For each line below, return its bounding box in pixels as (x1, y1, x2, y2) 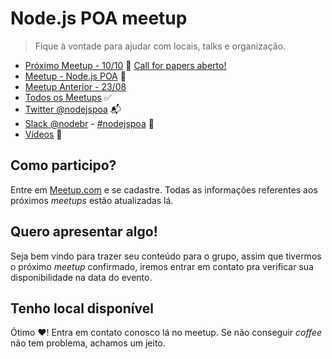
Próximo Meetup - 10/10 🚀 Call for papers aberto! (24, 59, 227, 71)
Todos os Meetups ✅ (24, 91, 112, 103)
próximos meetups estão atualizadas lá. (10, 194, 174, 206)
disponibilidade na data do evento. (10, 271, 153, 283)
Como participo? (10, 157, 117, 174)
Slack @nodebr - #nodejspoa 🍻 (24, 117, 155, 129)
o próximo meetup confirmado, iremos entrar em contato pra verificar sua (10, 260, 314, 272)
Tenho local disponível (10, 300, 154, 317)
